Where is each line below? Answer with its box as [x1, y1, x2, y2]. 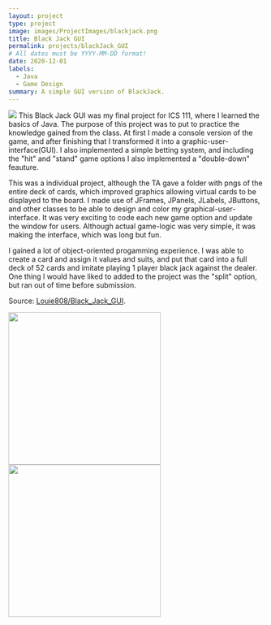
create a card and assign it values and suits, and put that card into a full [8, 254, 247, 264]
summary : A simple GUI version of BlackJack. [8, 87, 165, 96]
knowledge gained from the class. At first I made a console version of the [8, 128, 253, 138]
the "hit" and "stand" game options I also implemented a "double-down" [8, 154, 250, 163]
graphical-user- [183, 204, 236, 214]
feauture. [8, 163, 39, 172]
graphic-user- [181, 137, 229, 146]
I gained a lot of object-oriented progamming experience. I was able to [8, 245, 244, 256]
